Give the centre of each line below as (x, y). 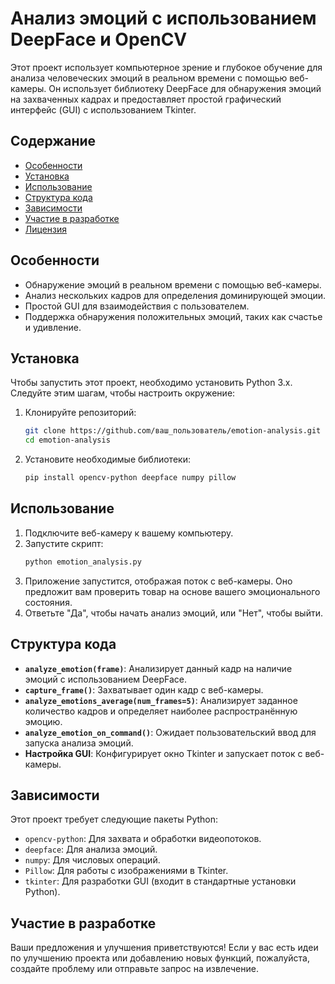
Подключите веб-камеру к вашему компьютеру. (129, 533)
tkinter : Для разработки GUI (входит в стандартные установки (160, 881)
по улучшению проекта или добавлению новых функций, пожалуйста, (160, 958)
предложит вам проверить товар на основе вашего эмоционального (172, 591)
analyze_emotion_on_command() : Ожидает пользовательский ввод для (170, 732)
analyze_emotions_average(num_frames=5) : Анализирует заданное (161, 700)
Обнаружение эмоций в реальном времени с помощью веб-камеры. (173, 284)
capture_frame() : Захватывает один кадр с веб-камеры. (144, 689)
